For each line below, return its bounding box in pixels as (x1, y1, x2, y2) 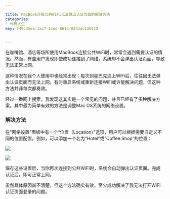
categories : (5, 16, 30, 22)
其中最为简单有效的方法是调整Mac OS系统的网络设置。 (14, 102, 129, 109)
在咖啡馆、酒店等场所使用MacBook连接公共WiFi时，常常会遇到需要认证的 (5, 49, 158, 56)
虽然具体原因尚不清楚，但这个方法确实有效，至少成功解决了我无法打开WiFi (5, 182, 161, 188)
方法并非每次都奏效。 (5, 86, 50, 92)
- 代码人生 (5, 21, 25, 26)
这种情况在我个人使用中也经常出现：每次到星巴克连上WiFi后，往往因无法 (5, 73, 156, 79)
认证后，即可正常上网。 (5, 171, 54, 177)
